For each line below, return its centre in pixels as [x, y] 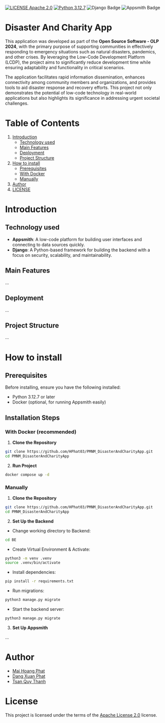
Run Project [24, 465]
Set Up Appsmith [30, 628]
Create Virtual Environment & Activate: [51, 549]
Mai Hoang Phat [29, 671]
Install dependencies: [34, 572]
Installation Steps [33, 418]
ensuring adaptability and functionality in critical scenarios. [65, 67]
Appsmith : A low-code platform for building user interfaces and [77, 239]
